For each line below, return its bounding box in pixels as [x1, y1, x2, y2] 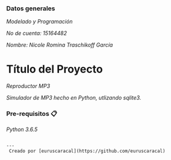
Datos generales [6, 4, 55, 13]
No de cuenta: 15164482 [6, 30, 67, 37]
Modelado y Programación [6, 18, 73, 25]
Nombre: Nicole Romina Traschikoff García [6, 41, 113, 49]
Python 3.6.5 [6, 126, 38, 133]
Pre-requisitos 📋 [6, 110, 57, 118]
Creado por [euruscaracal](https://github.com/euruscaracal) [8, 148, 166, 154]
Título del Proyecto [6, 62, 104, 76]
